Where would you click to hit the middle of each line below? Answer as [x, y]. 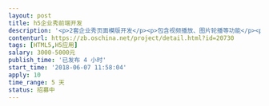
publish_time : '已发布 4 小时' [57, 61]
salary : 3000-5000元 [42, 53]
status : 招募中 [32, 90]
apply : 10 [25, 75]
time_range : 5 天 [37, 82]
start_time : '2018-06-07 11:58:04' [68, 68]
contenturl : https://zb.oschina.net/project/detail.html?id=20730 [121, 38]
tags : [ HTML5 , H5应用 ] [43, 45]
